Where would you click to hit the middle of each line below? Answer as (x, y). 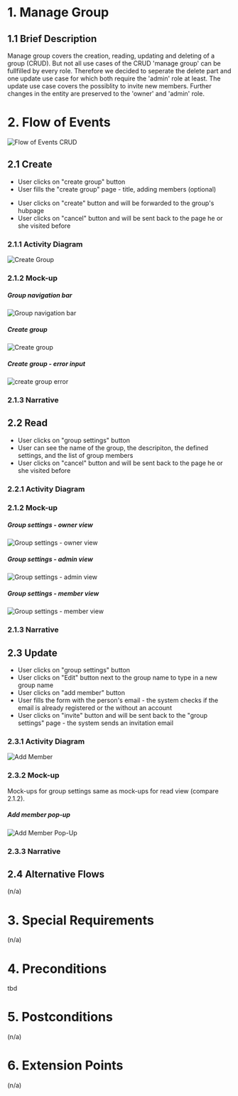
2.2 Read (28, 423)
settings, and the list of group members (75, 455)
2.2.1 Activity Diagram (46, 489)
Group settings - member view (53, 593)
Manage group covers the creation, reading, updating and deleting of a (111, 56)
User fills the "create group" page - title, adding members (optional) (117, 189)
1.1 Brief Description (52, 39)
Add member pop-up (39, 815)
